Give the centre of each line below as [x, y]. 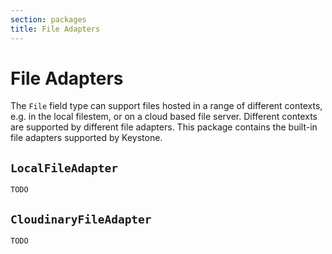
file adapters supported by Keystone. [86, 138]
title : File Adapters [55, 29]
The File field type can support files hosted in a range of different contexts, [166, 106]
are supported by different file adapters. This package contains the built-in [164, 127]
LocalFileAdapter [64, 168]
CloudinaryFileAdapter [81, 219]
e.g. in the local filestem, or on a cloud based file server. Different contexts [164, 117]
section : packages [48, 19]
